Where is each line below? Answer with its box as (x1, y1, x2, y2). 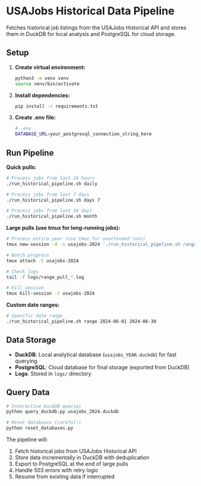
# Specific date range (6, 313, 63, 319)
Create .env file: (14, 114, 56, 121)
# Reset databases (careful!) (6, 420, 82, 426)
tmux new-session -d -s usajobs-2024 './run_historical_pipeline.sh (6, 241, 181, 248)
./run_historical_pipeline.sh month (6, 214, 98, 220)
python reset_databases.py (6, 425, 74, 432)
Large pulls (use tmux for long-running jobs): (6, 224, 121, 232)
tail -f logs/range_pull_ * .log (6, 274, 84, 280)
